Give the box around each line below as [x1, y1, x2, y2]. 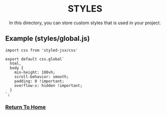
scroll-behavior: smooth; [14, 74, 69, 79]
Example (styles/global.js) [5, 34, 90, 43]
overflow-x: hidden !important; [14, 83, 82, 88]
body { [10, 65, 24, 71]
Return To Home [5, 103, 46, 110]
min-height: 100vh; [14, 70, 56, 75]
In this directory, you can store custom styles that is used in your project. [9, 20, 161, 26]
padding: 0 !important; [14, 79, 65, 84]
